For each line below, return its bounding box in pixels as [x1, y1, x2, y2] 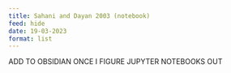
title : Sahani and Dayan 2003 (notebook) [8, 11, 151, 20]
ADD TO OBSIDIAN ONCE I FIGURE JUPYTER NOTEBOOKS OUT [8, 57, 223, 67]
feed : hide [8, 19, 45, 28]
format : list [8, 34, 53, 43]
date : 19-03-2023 [8, 27, 67, 35]
